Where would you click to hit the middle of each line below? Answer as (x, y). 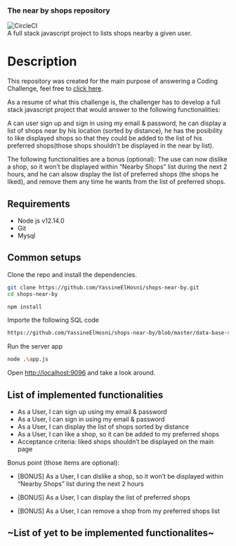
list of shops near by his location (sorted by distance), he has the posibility (115, 131)
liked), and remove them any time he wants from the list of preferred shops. (117, 182)
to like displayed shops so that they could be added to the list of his (105, 138)
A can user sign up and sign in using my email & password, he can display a (117, 123)
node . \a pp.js (28, 359)
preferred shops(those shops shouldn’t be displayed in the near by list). (111, 145)
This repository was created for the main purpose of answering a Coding (113, 81)
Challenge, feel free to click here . (55, 89)
